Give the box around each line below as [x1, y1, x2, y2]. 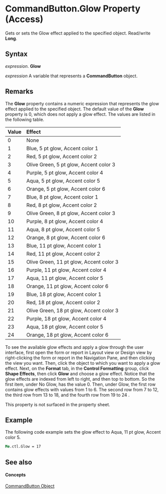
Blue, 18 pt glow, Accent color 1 [26, 290, 102, 297]
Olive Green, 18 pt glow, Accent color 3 [26, 307, 119, 314]
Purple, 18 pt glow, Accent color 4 [26, 315, 107, 322]
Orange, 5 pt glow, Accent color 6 [26, 185, 105, 192]
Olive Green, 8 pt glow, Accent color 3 [26, 210, 116, 217]
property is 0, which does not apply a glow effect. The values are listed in [5, 111, 156, 117]
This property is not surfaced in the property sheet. [5, 401, 110, 407]
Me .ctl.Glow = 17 [5, 444, 41, 449]
